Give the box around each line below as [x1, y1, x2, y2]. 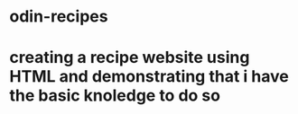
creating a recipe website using [9, 48, 250, 68]
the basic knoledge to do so [9, 85, 221, 106]
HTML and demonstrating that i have [9, 66, 289, 87]
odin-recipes [9, 6, 108, 27]
